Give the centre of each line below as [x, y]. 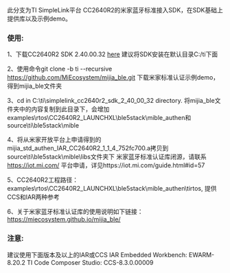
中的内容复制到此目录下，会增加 [64, 109]
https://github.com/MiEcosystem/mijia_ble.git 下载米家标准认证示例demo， [113, 78]
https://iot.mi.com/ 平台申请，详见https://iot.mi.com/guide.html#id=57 [106, 165]
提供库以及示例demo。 [39, 19]
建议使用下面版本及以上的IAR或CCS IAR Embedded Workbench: [97, 254]
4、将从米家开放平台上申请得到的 [54, 140]
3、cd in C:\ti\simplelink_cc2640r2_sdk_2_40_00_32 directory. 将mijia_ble [111, 101]
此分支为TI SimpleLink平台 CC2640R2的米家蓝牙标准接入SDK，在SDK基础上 [115, 10]
